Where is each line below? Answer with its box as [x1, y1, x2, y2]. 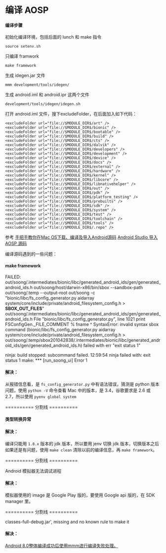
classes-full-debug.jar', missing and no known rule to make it [5, 519, 129, 525]
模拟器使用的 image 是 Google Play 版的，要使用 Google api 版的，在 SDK [5, 492, 155, 498]
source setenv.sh [5, 44, 41, 49]
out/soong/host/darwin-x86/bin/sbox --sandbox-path [34, 284, 143, 290]
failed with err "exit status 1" [83, 342, 141, 348]
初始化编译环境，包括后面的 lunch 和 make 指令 [5, 34, 102, 40]
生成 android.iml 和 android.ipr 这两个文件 [5, 92, 90, 98]
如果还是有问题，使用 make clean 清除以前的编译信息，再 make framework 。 [5, 447, 157, 453]
